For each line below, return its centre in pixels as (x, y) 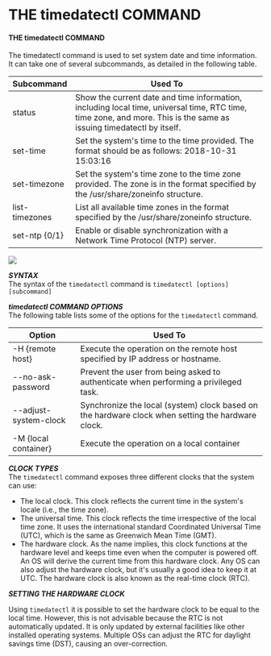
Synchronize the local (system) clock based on (169, 405)
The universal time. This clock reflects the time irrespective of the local (138, 518)
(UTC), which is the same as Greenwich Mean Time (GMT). (118, 536)
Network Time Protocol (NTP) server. (146, 241)
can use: (23, 486)
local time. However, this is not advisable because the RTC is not (116, 618)
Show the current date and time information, (159, 98)
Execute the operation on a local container (160, 443)
